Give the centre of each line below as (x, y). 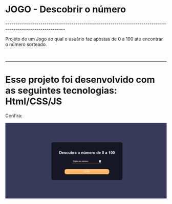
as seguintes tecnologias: (61, 91)
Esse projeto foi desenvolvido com (80, 80)
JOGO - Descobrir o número (66, 9)
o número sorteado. (26, 44)
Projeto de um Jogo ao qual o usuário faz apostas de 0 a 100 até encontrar (84, 39)
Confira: (14, 116)
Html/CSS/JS (34, 101)
